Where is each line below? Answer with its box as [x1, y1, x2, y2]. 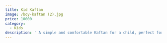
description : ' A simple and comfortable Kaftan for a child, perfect [5, 30, 155, 35]
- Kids [9, 26, 23, 31]
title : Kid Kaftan [5, 7, 43, 12]
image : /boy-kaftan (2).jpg [5, 12, 64, 17]
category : [5, 21, 26, 26]
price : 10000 [5, 16, 32, 21]
